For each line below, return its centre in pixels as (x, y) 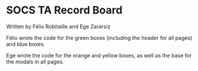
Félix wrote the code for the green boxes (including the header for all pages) (99, 38)
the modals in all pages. (35, 62)
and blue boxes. (26, 44)
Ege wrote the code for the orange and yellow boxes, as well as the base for (99, 55)
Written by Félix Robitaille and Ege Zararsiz (58, 26)
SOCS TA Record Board (64, 10)
